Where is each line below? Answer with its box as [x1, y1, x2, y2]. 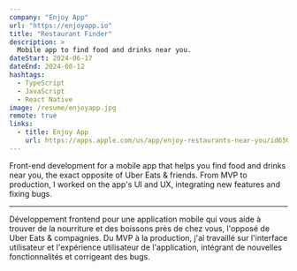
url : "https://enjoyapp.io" [9, 21, 113, 30]
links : [9, 120, 34, 129]
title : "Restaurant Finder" [9, 29, 113, 38]
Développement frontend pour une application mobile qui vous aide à [9, 214, 262, 224]
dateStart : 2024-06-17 [9, 54, 93, 63]
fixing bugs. [9, 188, 53, 199]
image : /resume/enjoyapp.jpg [9, 103, 117, 112]
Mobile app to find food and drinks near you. [17, 46, 192, 55]
